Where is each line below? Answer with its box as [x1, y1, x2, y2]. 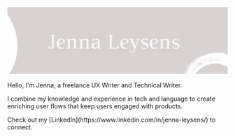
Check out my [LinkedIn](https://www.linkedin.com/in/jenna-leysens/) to [7, 115, 216, 124]
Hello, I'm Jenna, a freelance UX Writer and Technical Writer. [7, 80, 183, 89]
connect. [7, 122, 33, 131]
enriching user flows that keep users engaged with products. [7, 101, 183, 110]
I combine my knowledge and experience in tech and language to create [7, 94, 215, 103]
